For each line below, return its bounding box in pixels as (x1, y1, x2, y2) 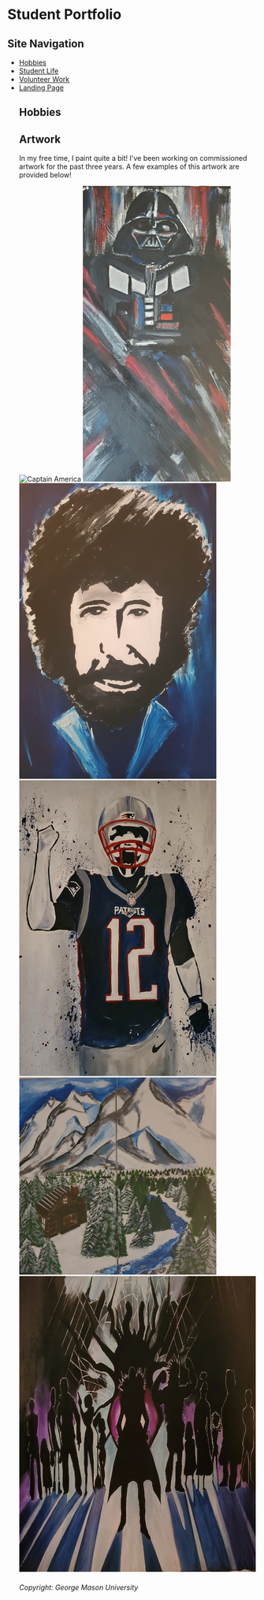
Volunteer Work (18, 75, 70, 84)
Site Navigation (7, 37, 84, 50)
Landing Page (18, 83, 65, 92)
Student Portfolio (7, 6, 122, 24)
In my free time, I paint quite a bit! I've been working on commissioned (18, 154, 247, 163)
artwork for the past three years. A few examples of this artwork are (18, 162, 240, 171)
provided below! (18, 170, 72, 180)
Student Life (18, 66, 59, 76)
